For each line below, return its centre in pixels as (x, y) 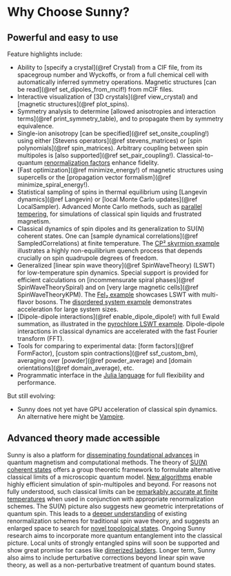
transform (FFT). (40, 338)
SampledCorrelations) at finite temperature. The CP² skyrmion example (118, 243)
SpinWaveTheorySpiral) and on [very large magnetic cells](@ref (108, 287)
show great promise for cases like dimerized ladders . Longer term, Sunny (111, 550)
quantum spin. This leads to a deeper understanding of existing (97, 513)
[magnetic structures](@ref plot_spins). (73, 104)
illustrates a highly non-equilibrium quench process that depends (110, 250)
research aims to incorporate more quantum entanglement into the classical (115, 535)
